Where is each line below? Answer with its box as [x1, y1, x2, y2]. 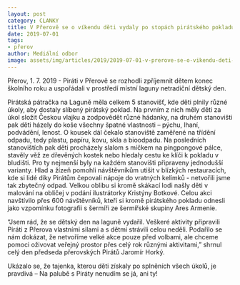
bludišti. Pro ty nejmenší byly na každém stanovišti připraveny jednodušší [7, 158, 224, 167]
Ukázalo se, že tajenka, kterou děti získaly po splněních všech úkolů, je [7, 261, 216, 270]
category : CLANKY [7, 17, 59, 24]
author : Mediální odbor [7, 51, 79, 58]
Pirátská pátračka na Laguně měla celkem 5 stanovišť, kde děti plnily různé [7, 98, 228, 106]
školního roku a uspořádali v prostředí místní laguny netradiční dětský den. [7, 83, 226, 93]
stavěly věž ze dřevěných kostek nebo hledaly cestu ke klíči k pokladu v [7, 150, 219, 159]
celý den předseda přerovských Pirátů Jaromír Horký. [7, 247, 165, 256]
